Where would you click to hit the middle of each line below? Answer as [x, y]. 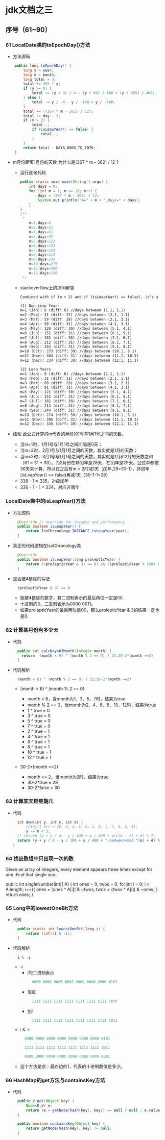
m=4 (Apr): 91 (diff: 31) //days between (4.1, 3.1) [75, 388]
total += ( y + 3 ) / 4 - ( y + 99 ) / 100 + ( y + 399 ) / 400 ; [93, 93]
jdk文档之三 [29, 10]
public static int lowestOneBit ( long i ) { [61, 929]
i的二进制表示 [41, 972]
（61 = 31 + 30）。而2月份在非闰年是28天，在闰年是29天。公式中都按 [89, 463]
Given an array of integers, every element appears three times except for [79, 869]
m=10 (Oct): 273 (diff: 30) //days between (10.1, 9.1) [78, 351]
